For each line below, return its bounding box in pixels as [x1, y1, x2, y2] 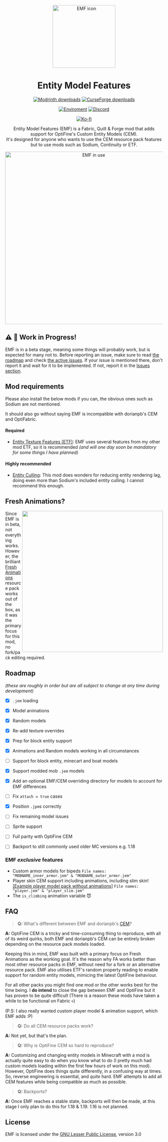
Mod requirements [5, 383, 64, 391]
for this [5, 633, 20, 639]
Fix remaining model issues [12, 813, 69, 820]
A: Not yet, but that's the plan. [5, 1033, 67, 1039]
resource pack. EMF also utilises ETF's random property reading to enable [5, 966, 158, 973]
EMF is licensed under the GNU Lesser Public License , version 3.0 [5, 1131, 141, 1137]
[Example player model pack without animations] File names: [12, 883, 139, 889]
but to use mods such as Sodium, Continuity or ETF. [30, 142, 137, 148]
